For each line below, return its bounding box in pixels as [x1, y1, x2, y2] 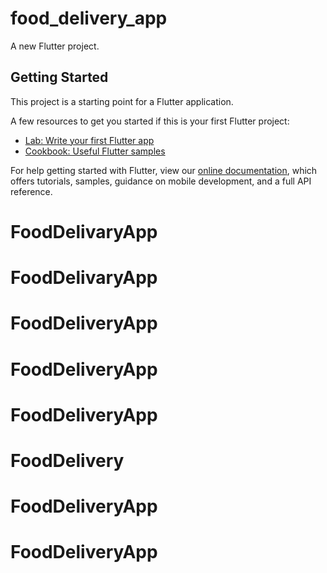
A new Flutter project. [10, 40, 100, 52]
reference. [10, 185, 53, 197]
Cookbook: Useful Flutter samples [24, 145, 166, 157]
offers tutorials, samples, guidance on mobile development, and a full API [10, 175, 312, 187]
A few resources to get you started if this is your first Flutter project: [10, 115, 290, 127]
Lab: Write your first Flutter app [24, 134, 155, 146]
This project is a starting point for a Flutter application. [10, 95, 234, 107]
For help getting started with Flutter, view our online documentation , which [10, 164, 318, 176]
